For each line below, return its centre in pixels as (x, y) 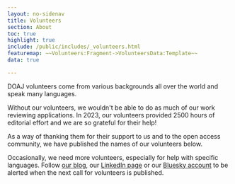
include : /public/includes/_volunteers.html (74, 47)
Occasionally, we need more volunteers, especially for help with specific (113, 157)
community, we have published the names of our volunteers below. (105, 144)
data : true (23, 60)
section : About (30, 27)
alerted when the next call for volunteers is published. (86, 172)
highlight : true (31, 40)
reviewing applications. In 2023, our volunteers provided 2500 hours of (111, 115)
